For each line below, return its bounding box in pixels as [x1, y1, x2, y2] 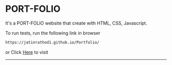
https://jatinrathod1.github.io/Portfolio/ [5, 39, 100, 45]
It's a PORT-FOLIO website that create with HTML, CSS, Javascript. [5, 20, 147, 26]
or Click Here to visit [5, 49, 49, 55]
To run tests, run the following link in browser [5, 30, 101, 36]
